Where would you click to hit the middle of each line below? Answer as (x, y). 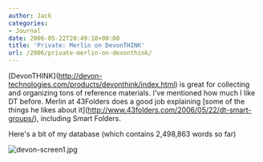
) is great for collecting (212, 84)
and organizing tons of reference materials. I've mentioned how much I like (132, 93)
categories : (28, 23)
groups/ (21, 118)
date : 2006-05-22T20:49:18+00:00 (64, 38)
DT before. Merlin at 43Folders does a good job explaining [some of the (127, 101)
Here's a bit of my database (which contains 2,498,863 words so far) (122, 134)
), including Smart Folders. (78, 118)
